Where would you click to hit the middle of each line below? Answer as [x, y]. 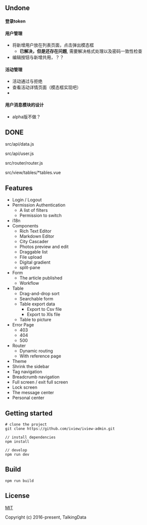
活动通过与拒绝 [27, 81]
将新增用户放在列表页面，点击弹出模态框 [53, 45]
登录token [15, 21]
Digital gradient [35, 262]
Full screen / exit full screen [40, 382]
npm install [17, 442]
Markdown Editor [37, 236]
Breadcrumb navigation [36, 377]
